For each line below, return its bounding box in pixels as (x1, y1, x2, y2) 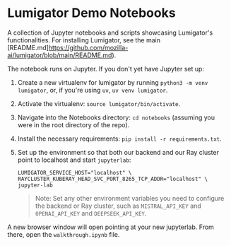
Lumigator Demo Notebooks (7, 5, 176, 21)
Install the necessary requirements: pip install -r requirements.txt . (17, 134, 223, 143)
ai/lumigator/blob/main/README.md (7, 51, 112, 59)
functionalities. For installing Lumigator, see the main (7, 35, 161, 44)
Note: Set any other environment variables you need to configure (35, 194, 225, 202)
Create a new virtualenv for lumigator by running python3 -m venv (17, 78, 208, 86)
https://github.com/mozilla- (48, 43, 129, 52)
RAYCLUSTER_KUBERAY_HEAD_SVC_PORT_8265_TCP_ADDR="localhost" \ (17, 175, 208, 182)
